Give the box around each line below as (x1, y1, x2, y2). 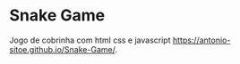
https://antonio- (172, 35, 231, 45)
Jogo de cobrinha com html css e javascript (9, 35, 171, 45)
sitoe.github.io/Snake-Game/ (9, 44, 116, 54)
